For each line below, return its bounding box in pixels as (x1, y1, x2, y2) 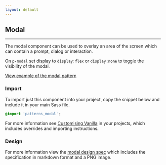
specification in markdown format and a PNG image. (5, 154, 112, 160)
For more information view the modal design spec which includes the (5, 149, 146, 155)
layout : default (5, 7, 39, 12)
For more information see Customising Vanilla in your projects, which (5, 120, 145, 126)
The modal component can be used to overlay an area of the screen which (5, 43, 157, 49)
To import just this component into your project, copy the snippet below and (5, 96, 160, 102)
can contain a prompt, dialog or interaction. (5, 48, 93, 54)
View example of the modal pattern (5, 73, 77, 79)
